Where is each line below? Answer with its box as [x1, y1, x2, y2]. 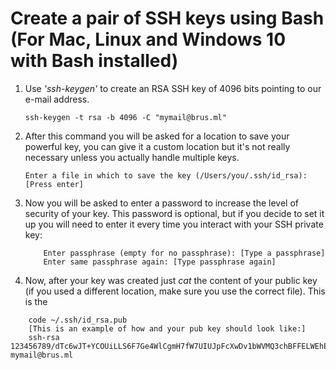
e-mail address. [24, 93, 90, 105]
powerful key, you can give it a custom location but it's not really [24, 140, 291, 152]
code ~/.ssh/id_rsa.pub [28, 315, 128, 325]
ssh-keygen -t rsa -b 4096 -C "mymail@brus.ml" [24, 112, 227, 122]
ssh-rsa [28, 332, 60, 342]
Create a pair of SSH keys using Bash [10, 7, 325, 30]
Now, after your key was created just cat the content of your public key [24, 274, 318, 286]
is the [24, 295, 48, 307]
